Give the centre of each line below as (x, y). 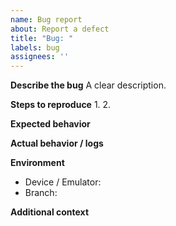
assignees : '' (40, 57)
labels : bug (35, 47)
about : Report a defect (60, 29)
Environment (37, 163)
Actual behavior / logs (57, 143)
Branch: (41, 193)
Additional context (50, 212)
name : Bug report (46, 19)
